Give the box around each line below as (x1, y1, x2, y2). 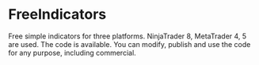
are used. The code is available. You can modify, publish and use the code (8, 39, 251, 49)
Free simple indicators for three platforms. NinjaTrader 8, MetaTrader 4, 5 (8, 31, 247, 41)
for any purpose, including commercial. (8, 48, 136, 57)
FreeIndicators (8, 5, 107, 23)
